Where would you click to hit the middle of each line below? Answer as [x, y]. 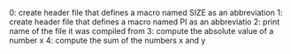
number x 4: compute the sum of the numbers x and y [107, 40]
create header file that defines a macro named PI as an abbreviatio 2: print [145, 22]
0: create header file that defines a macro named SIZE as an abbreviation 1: [146, 13]
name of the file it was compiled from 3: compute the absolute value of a [142, 31]
